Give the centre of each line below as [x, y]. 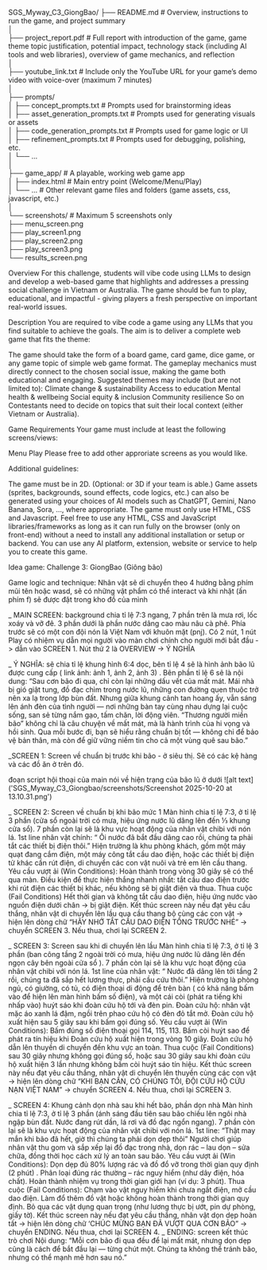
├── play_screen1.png [45, 232]
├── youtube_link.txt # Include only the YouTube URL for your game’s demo [133, 71]
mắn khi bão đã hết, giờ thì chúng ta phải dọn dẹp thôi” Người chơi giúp [125, 1139]
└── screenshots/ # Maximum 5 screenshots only [90, 215]
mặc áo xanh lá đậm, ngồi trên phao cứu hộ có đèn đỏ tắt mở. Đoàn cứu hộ [131, 1014]
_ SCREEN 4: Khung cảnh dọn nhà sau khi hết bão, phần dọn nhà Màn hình [130, 1105]
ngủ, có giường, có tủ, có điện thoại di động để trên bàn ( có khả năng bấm [131, 988]
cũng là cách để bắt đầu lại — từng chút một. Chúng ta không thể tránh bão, [133, 1249]
